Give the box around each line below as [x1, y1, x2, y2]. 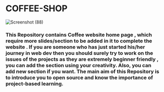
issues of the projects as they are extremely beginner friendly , [5, 56, 159, 63]
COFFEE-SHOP [5, 3, 68, 14]
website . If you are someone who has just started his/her [5, 44, 145, 50]
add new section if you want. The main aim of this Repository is [5, 68, 160, 75]
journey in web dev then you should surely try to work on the [5, 49, 154, 56]
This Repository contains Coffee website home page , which [5, 31, 152, 38]
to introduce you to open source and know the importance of [5, 74, 154, 81]
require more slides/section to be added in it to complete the [5, 37, 153, 44]
